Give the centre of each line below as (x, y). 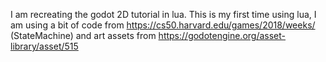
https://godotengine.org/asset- (222, 35)
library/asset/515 (44, 46)
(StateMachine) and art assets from (83, 35)
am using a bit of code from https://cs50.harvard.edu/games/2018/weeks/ (163, 25)
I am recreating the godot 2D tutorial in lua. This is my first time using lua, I (163, 14)
